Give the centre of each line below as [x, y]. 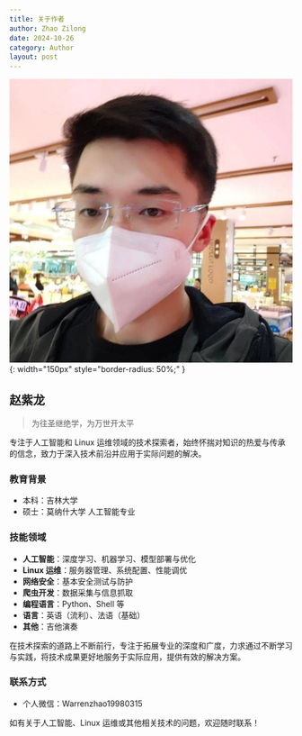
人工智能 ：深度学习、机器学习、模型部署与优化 [109, 559]
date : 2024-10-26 [42, 38]
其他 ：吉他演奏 [50, 626]
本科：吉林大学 [50, 501]
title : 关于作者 [37, 19]
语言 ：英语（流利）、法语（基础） [84, 615]
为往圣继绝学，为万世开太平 [83, 423]
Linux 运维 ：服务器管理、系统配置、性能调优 [105, 570]
